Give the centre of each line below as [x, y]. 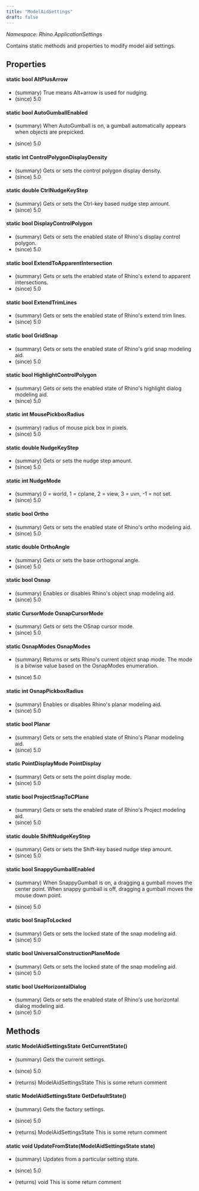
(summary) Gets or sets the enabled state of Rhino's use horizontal [97, 1000]
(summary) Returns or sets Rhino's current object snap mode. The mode [103, 660]
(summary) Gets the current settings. [60, 1059]
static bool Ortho [27, 513]
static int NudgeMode [34, 481]
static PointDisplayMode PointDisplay [54, 764]
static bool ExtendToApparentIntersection [59, 263]
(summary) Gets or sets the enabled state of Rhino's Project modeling [100, 810]
